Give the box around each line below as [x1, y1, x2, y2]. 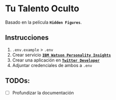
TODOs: [5, 77, 30, 85]
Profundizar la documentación [12, 90, 74, 96]
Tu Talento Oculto [5, 3, 79, 14]
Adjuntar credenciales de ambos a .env [12, 62, 92, 68]
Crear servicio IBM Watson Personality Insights [12, 52, 111, 58]
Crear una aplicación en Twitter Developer [12, 57, 100, 63]
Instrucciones [5, 33, 49, 42]
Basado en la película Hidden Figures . [5, 19, 82, 25]
